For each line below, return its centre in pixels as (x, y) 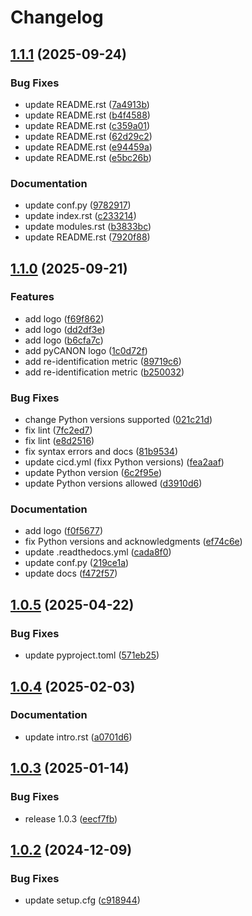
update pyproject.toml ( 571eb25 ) (92, 655)
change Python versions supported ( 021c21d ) (118, 420)
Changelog (57, 17)
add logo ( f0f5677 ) (63, 531)
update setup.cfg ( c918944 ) (82, 900)
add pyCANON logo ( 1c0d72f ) (86, 350)
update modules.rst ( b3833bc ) (88, 227)
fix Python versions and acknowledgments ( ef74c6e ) (133, 542)
